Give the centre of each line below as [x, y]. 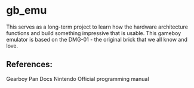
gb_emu [27, 10]
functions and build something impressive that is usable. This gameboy [94, 33]
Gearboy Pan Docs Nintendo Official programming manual [78, 78]
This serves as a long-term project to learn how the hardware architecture [97, 27]
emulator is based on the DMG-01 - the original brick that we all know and [97, 39]
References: [29, 65]
